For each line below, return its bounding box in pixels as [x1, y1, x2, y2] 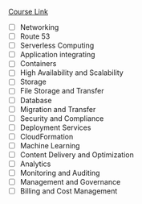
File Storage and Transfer [19, 86, 104, 96]
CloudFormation [19, 131, 74, 141]
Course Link [8, 7, 48, 16]
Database [19, 95, 52, 105]
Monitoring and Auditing [19, 169, 100, 177]
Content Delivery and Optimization [19, 149, 134, 160]
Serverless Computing [19, 40, 95, 51]
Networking [19, 23, 59, 31]
